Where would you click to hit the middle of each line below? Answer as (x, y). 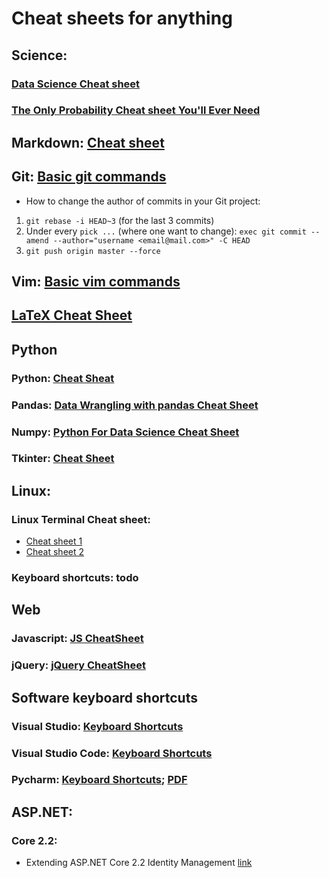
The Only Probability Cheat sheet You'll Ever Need (136, 110)
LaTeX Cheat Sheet (72, 315)
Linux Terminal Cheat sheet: (81, 519)
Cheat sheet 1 (54, 541)
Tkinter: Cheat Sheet (63, 459)
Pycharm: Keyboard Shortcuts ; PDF (99, 780)
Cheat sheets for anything (122, 18)
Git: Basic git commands (89, 177)
